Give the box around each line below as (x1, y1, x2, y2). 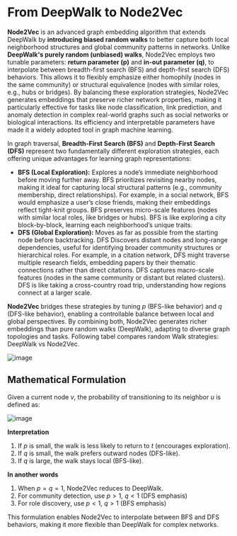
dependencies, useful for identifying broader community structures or (17, 243, 222, 251)
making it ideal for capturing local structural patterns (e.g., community (17, 183, 222, 191)
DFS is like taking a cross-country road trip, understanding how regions (17, 280, 226, 289)
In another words (7, 470, 59, 479)
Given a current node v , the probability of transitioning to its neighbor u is (7, 392, 221, 401)
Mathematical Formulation (7, 374, 126, 386)
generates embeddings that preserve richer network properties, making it (7, 95, 221, 103)
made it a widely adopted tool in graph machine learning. (7, 125, 173, 134)
